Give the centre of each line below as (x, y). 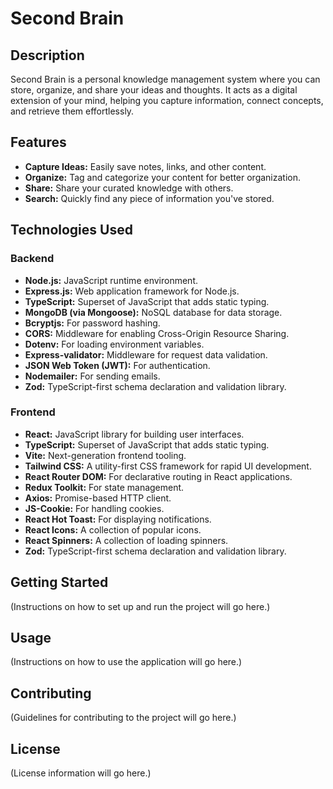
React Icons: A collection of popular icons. (113, 529)
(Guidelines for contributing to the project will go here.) (123, 718)
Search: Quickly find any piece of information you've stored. (149, 198)
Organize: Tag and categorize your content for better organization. (163, 177)
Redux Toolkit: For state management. (104, 487)
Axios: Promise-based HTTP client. (98, 498)
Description (47, 55)
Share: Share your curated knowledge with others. (129, 188)
